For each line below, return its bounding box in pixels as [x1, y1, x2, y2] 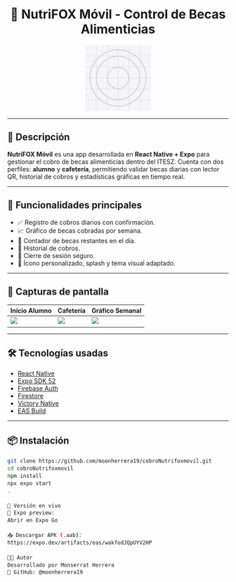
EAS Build [17, 407, 46, 415]
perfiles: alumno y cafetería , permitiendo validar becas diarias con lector [7, 164, 220, 173]
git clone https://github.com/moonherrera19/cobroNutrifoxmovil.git [7, 458, 212, 465]
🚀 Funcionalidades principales [7, 200, 143, 212]
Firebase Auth [17, 384, 58, 393]
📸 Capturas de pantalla [7, 285, 109, 297]
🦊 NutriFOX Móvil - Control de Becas [10, 6, 226, 22]
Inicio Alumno [10, 306, 52, 315]
